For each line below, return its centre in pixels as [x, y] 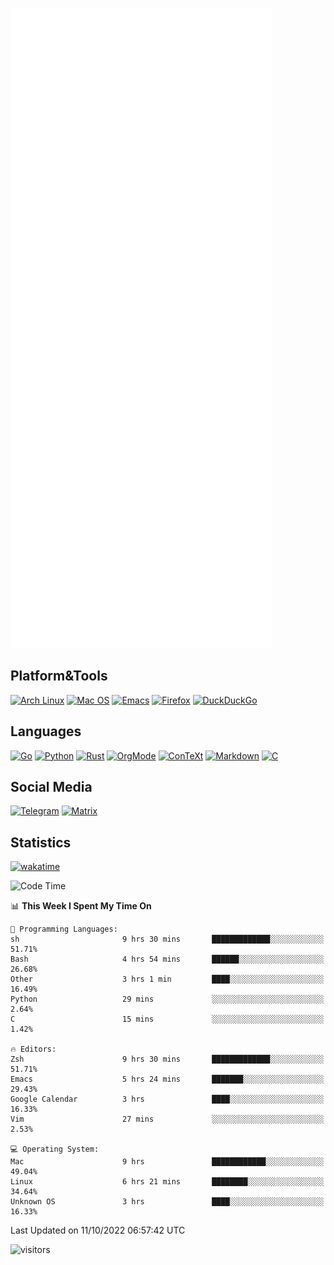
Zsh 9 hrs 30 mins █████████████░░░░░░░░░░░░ [167, 1059]
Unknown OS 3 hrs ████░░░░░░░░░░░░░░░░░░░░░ [167, 1202]
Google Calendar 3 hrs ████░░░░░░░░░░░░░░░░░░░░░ [167, 1099]
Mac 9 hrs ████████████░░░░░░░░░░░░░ [167, 1162]
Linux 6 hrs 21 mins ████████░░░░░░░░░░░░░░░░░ [167, 1182]
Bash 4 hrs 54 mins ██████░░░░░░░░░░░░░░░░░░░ [167, 959]
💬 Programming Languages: [64, 929]
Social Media [51, 787]
